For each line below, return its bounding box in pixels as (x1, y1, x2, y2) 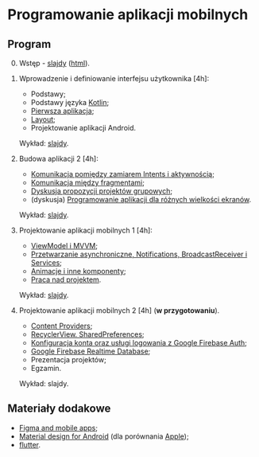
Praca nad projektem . (30, 275, 102, 284)
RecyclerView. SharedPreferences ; (30, 330, 145, 339)
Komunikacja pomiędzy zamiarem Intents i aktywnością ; (30, 170, 215, 178)
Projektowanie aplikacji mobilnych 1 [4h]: (18, 225, 153, 235)
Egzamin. (30, 364, 62, 373)
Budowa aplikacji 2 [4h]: (18, 154, 99, 163)
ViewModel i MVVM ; (30, 241, 99, 250)
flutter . (18, 439, 41, 449)
